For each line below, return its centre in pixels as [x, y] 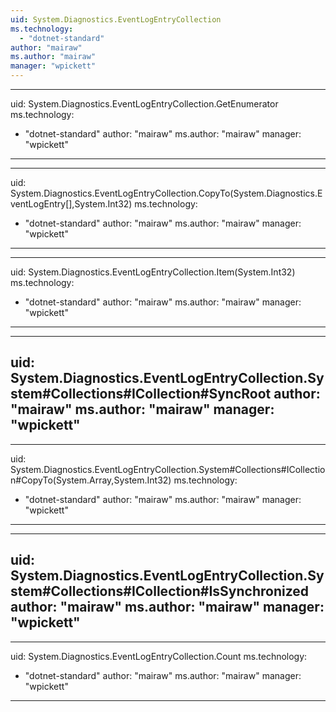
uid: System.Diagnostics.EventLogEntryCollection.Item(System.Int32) [153, 272]
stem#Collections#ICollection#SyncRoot [141, 394]
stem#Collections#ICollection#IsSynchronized [160, 591]
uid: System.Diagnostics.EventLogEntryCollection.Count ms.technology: [159, 656]
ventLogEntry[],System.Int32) [71, 204]
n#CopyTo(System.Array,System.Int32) [91, 480]
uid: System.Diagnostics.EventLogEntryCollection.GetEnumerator [144, 104]
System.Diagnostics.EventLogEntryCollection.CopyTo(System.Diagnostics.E [166, 193]
